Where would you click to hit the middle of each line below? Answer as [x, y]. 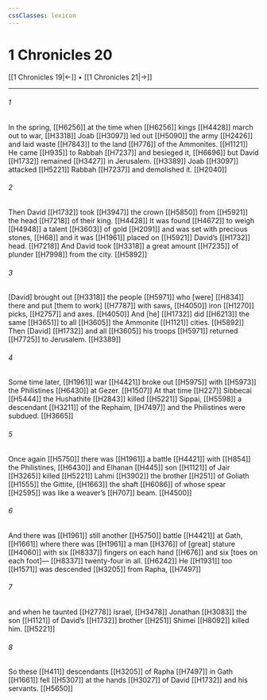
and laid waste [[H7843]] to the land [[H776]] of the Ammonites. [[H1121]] [128, 144]
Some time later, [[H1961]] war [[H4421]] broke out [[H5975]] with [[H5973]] [132, 382]
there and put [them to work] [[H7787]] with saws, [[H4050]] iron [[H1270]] [131, 306]
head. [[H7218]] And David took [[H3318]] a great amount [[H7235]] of [124, 246]
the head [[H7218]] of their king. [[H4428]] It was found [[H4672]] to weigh [132, 220]
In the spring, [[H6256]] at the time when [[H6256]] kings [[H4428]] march [131, 127]
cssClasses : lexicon [43, 15]
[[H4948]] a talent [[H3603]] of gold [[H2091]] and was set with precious [128, 229]
